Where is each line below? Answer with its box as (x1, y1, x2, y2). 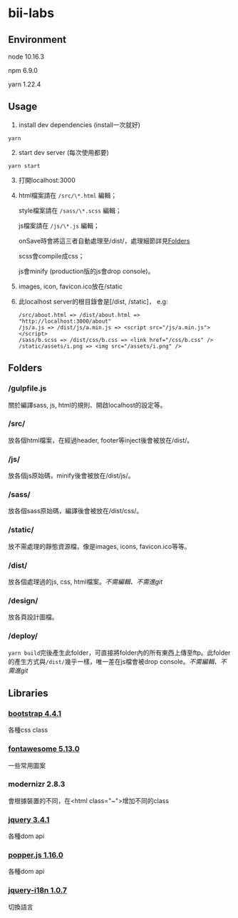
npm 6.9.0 (8, 66, 38, 74)
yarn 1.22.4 (8, 80, 41, 89)
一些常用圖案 (8, 761, 46, 770)
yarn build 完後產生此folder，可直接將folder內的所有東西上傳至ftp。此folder (8, 648, 231, 657)
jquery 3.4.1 (8, 814, 50, 824)
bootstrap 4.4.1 (8, 708, 62, 718)
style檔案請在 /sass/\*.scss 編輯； (18, 206, 122, 215)
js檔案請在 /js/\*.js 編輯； (18, 221, 100, 230)
